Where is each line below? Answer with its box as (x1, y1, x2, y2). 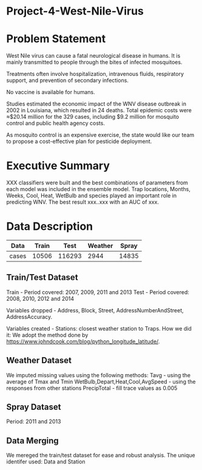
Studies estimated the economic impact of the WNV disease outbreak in (6, 100, 187, 107)
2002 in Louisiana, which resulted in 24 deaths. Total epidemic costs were (6, 107, 192, 114)
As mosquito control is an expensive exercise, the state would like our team (6, 132, 195, 139)
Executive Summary (6, 159, 110, 173)
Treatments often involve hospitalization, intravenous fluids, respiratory (6, 70, 184, 78)
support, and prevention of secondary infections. (6, 77, 129, 84)
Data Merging (6, 435, 59, 446)
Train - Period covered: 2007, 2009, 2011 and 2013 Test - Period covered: (6, 288, 190, 295)
